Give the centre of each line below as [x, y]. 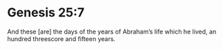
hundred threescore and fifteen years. [61, 38]
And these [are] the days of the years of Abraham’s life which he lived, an [112, 32]
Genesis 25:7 [46, 13]
